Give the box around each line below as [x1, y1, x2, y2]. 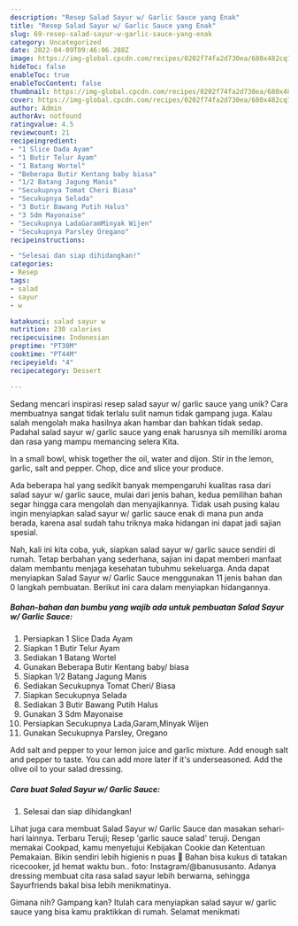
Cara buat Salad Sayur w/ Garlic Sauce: [10, 784, 161, 795]
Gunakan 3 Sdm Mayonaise [22, 709, 124, 720]
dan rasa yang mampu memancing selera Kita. [10, 436, 180, 447]
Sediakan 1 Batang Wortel [22, 652, 117, 663]
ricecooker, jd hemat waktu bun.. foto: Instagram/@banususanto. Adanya [10, 861, 277, 872]
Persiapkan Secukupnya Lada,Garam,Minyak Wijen [22, 719, 209, 729]
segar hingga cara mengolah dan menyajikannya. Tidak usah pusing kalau [10, 498, 280, 510]
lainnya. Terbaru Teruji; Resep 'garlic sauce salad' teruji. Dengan [26, 833, 261, 844]
